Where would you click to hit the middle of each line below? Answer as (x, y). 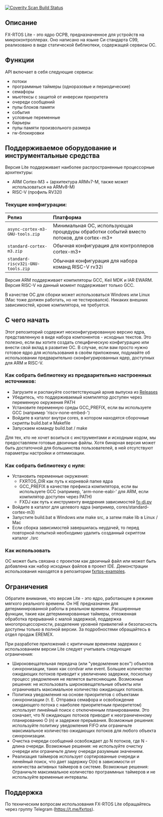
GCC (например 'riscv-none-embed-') (51, 413)
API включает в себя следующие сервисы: (49, 72)
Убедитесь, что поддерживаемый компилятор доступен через (77, 397)
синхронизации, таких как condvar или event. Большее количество (81, 669)
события (21, 112)
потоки (19, 81)
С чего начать (27, 320)
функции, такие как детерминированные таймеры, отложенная (71, 614)
